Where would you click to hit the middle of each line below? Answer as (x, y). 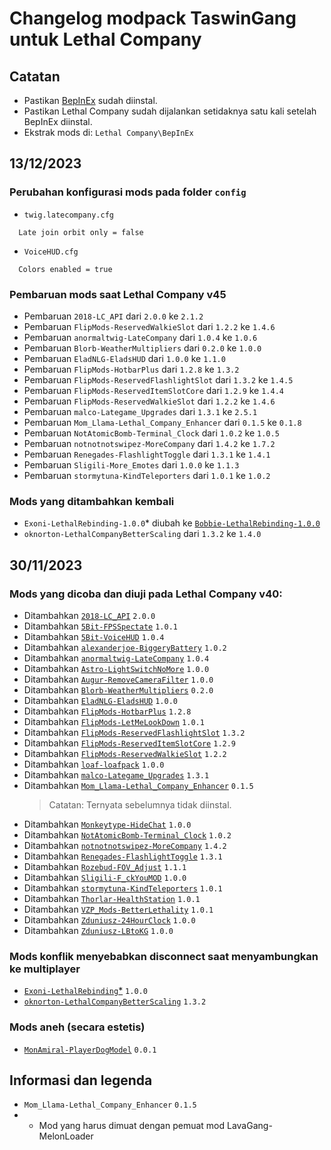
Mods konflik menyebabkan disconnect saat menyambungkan (164, 956)
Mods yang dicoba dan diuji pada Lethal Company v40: (146, 594)
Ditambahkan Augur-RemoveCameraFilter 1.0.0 (118, 679)
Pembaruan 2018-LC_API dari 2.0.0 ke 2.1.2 (113, 316)
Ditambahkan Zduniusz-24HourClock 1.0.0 (109, 919)
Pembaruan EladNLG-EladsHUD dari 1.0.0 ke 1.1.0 (124, 358)
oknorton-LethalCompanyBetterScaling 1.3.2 (115, 1002)
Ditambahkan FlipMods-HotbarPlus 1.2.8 (107, 711)
